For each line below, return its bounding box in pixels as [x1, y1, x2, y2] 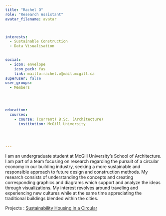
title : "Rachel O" [5, 7, 43, 12]
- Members [9, 85, 30, 90]
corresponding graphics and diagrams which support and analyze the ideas [5, 180, 161, 186]
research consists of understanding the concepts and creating [5, 174, 134, 180]
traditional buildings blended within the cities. [5, 196, 99, 202]
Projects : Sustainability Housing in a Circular [5, 205, 98, 211]
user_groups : [5, 80, 32, 85]
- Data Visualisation [9, 43, 55, 49]
